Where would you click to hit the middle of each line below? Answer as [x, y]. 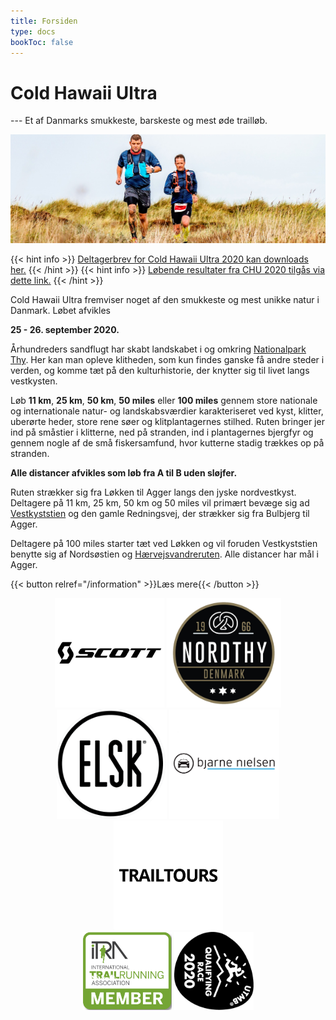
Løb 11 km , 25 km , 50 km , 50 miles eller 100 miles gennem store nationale [164, 401]
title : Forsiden [44, 21]
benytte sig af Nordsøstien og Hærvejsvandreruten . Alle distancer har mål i [164, 554]
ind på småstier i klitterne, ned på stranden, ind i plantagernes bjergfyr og [162, 432]
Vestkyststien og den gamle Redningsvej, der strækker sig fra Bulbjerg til [160, 514]
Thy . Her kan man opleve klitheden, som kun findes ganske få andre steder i [167, 360]
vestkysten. [34, 381]
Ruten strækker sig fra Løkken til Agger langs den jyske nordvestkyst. [153, 492]
